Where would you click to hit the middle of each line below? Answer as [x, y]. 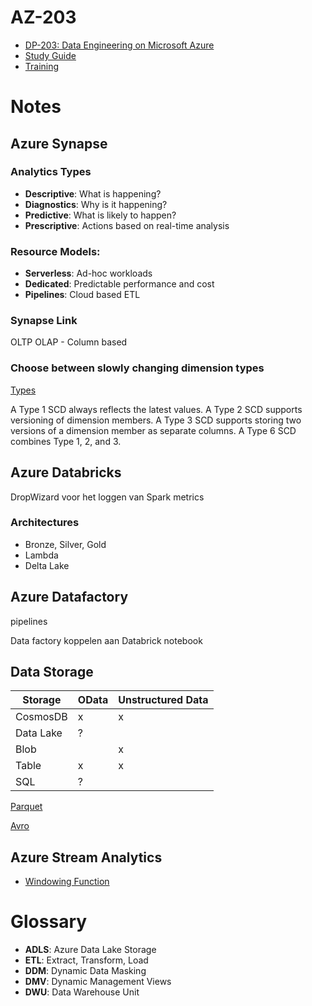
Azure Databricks [66, 472]
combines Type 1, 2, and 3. [66, 441]
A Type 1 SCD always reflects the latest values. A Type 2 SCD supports [156, 409]
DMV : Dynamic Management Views [98, 982]
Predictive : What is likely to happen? [100, 215]
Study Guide [50, 55]
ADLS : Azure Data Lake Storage [90, 950]
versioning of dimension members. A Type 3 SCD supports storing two [156, 420]
